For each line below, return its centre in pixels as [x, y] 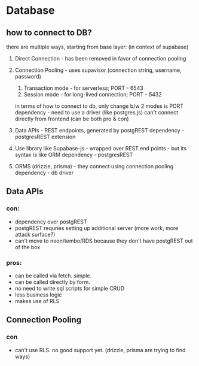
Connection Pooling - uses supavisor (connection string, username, [98, 70]
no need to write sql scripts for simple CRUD [70, 288]
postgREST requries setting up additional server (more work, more [97, 228]
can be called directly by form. [53, 282]
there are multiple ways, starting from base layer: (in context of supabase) [97, 47]
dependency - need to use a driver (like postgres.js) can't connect [97, 112]
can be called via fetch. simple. [53, 276]
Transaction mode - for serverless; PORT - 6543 [83, 88]
